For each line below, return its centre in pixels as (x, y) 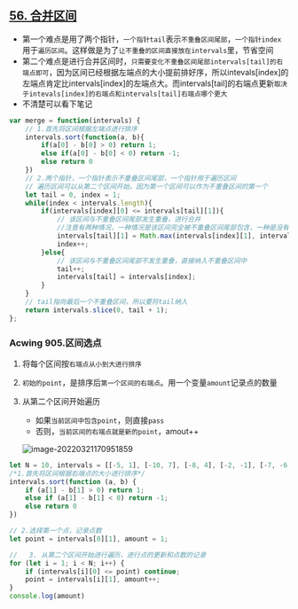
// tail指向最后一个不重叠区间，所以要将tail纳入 (106, 302)
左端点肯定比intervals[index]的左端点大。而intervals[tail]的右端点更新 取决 (155, 83)
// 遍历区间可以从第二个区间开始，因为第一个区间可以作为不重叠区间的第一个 (147, 186)
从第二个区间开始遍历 (61, 401)
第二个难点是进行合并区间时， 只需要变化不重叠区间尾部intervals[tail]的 (149, 61)
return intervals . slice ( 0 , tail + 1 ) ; (97, 310)
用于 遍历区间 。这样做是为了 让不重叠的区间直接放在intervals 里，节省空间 (148, 50)
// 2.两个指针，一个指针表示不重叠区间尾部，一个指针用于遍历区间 (131, 178)
